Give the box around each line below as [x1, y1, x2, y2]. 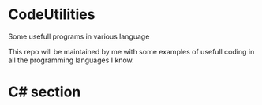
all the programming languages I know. [8, 55, 134, 65]
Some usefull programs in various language [8, 32, 150, 41]
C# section [8, 83, 81, 101]
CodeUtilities [8, 6, 95, 24]
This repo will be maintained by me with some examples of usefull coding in [8, 47, 255, 56]
